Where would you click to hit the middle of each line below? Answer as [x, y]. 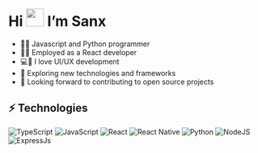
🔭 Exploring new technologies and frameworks [98, 73]
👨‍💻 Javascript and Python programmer [85, 44]
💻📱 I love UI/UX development [70, 62]
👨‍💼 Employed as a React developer [78, 52]
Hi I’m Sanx [57, 21]
